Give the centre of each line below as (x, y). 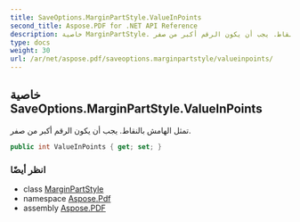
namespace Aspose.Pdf (67, 198)
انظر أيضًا (28, 169)
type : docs (30, 42)
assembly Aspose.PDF (64, 208)
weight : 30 (30, 51)
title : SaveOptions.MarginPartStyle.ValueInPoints (106, 17)
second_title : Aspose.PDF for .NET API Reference (104, 26)
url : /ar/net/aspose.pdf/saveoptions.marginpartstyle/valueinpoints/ (142, 59)
